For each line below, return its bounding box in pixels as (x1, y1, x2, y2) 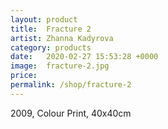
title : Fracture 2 (10, 24, 92, 34)
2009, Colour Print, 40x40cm (10, 107, 132, 119)
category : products (10, 42, 92, 53)
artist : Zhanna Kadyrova (10, 33, 114, 43)
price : (10, 71, 38, 81)
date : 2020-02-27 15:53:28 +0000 (10, 52, 159, 62)
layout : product (10, 14, 78, 25)
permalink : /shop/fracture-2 (10, 80, 132, 90)
